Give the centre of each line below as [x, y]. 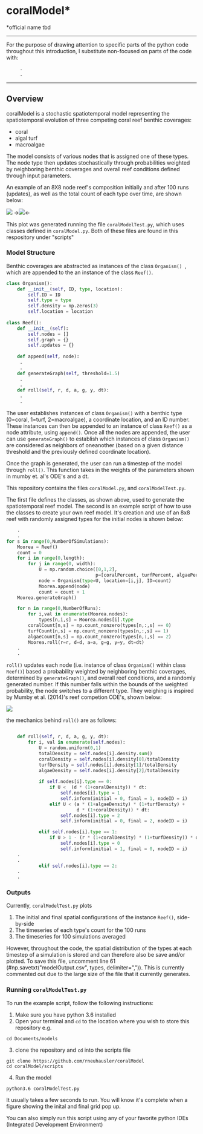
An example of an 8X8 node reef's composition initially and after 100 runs [98, 187]
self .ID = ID [44, 295]
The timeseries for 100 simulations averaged [70, 937]
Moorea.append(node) [64, 586]
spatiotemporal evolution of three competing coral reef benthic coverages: [99, 120]
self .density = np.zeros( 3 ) [63, 306]
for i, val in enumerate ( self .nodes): [77, 742]
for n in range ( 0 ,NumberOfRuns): [59, 609]
